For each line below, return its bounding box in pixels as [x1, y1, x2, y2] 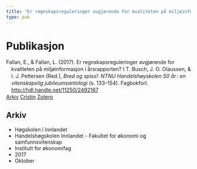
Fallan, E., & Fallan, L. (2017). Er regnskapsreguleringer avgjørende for [6, 59, 175, 66]
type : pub [6, 14, 30, 20]
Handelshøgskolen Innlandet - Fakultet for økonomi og [14, 132, 147, 139]
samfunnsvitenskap [14, 138, 63, 146]
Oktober [14, 157, 35, 164]
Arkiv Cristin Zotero [6, 93, 53, 100]
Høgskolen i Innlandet [14, 126, 67, 133]
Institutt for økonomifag [14, 144, 72, 151]
